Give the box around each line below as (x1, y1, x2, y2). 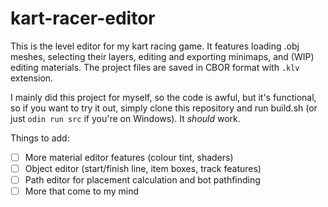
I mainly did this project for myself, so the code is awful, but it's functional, (10, 91, 317, 103)
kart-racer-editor (10, 7, 156, 30)
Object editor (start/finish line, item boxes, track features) (24, 163, 262, 174)
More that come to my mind (24, 185, 140, 197)
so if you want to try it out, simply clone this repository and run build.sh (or (10, 102, 318, 114)
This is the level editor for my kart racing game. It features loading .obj (10, 40, 300, 52)
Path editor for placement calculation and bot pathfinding (24, 174, 261, 186)
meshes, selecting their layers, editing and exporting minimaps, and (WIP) (10, 50, 315, 62)
